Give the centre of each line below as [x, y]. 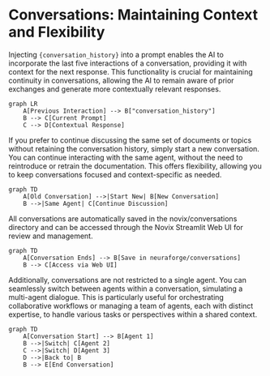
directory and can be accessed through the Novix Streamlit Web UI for [126, 227]
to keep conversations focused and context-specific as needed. [115, 174]
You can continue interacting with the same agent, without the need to [126, 157]
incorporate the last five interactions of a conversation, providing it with [128, 63]
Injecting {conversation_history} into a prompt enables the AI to [116, 54]
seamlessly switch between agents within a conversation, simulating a [126, 288]
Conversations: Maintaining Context [133, 15]
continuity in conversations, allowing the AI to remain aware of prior [121, 80]
